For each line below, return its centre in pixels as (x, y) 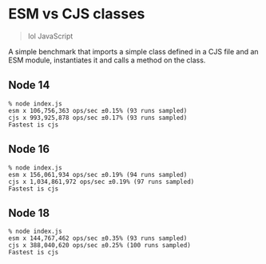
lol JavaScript (50, 36)
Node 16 (29, 149)
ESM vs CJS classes (77, 14)
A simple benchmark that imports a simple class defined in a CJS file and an (133, 51)
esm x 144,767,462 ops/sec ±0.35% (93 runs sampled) (98, 238)
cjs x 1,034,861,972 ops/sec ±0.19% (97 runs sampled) (101, 182)
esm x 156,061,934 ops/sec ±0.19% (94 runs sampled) (98, 174)
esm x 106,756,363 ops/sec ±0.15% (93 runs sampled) (98, 110)
